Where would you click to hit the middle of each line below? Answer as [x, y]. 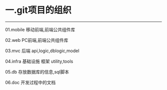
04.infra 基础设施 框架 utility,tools [39, 61]
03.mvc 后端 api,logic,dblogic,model [42, 51]
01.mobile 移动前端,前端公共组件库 [40, 29]
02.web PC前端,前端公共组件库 [37, 40]
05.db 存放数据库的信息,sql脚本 [37, 72]
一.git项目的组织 [38, 10]
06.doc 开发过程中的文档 [30, 82]
